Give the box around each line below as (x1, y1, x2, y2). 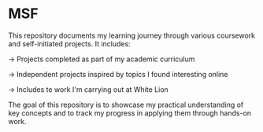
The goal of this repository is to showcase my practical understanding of (8, 100, 244, 109)
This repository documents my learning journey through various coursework (8, 31, 256, 40)
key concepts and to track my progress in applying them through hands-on (8, 108, 252, 118)
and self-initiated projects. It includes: (8, 38, 131, 48)
